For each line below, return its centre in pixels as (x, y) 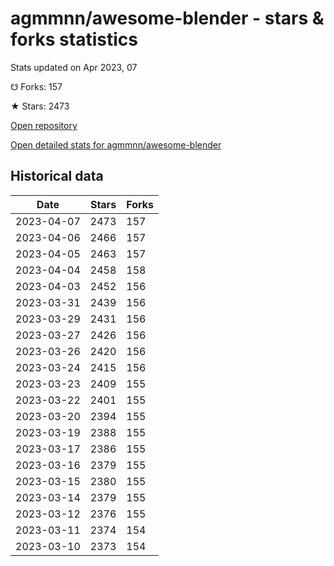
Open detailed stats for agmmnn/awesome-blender (116, 144)
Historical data (57, 176)
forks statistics (74, 39)
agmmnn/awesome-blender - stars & (167, 18)
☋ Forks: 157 (36, 86)
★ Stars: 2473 (40, 106)
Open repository (44, 125)
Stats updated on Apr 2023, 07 (74, 67)
